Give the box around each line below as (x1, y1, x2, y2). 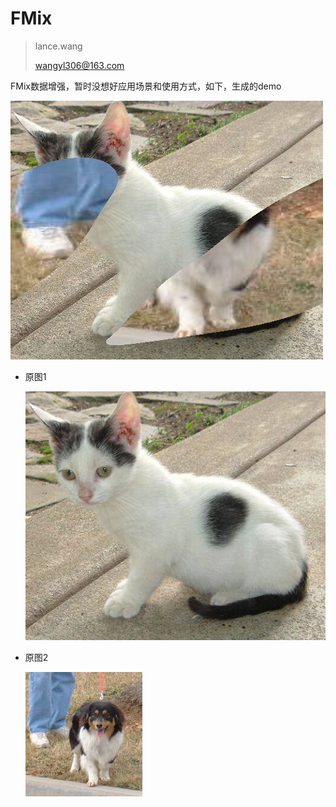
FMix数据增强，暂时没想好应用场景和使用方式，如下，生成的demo (10, 80, 282, 92)
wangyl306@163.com (34, 59, 125, 71)
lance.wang (34, 40, 83, 52)
